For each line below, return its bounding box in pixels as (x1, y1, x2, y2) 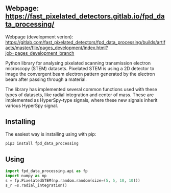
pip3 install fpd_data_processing (5, 141, 79, 146)
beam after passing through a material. (5, 76, 87, 82)
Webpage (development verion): (5, 33, 74, 40)
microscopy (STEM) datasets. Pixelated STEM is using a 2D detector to (5, 65, 155, 71)
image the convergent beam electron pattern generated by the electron (5, 71, 155, 77)
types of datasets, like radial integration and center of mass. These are (5, 92, 154, 98)
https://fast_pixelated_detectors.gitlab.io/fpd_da (5, 12, 165, 21)
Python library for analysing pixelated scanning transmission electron (5, 60, 151, 66)
